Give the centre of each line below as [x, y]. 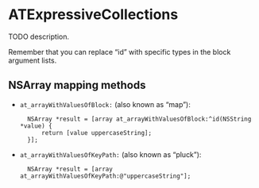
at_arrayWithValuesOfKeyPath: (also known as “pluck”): [110, 154]
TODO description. [39, 36]
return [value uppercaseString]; [97, 132]
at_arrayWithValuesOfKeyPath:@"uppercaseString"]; [105, 176]
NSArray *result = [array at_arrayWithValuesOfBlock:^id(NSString [139, 119]
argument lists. [33, 60]
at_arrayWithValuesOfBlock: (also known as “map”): [105, 104]
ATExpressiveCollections [93, 15]
